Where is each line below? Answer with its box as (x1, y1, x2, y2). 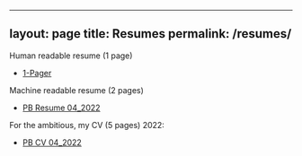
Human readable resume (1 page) (9, 50, 133, 61)
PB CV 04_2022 (22, 136, 83, 148)
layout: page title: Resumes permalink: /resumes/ (9, 26, 292, 41)
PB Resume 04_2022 (22, 102, 101, 113)
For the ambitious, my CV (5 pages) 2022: (9, 119, 164, 130)
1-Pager (22, 67, 52, 78)
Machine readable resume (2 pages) (9, 84, 144, 95)
